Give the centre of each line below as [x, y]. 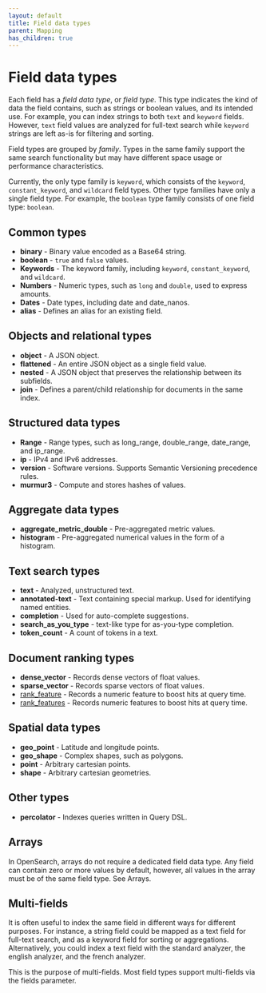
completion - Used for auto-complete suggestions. [104, 616]
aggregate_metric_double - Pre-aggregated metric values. [117, 529]
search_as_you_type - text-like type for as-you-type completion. [127, 624]
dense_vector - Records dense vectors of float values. [110, 677]
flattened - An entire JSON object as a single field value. [113, 364]
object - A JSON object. [60, 355]
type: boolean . [31, 207]
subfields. [36, 381]
